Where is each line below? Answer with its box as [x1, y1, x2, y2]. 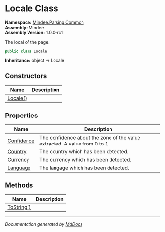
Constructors [5, 72, 47, 80]
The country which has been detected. [39, 148, 129, 155]
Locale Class [5, 3, 58, 14]
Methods [5, 181, 33, 189]
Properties [5, 112, 38, 120]
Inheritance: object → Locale [5, 58, 65, 63]
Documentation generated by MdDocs [5, 221, 82, 227]
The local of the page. [5, 39, 50, 45]
